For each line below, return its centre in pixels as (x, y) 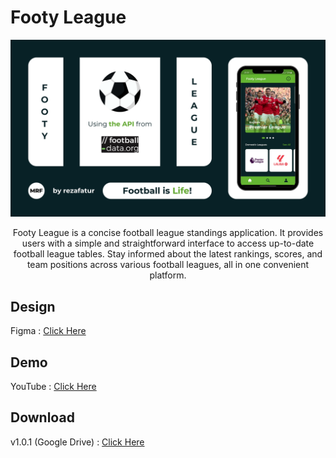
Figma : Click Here (48, 331)
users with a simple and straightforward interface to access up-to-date (168, 243)
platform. (168, 275)
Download (42, 417)
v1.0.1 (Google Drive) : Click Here (77, 442)
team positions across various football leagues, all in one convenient (168, 265)
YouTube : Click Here (53, 387)
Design (33, 306)
